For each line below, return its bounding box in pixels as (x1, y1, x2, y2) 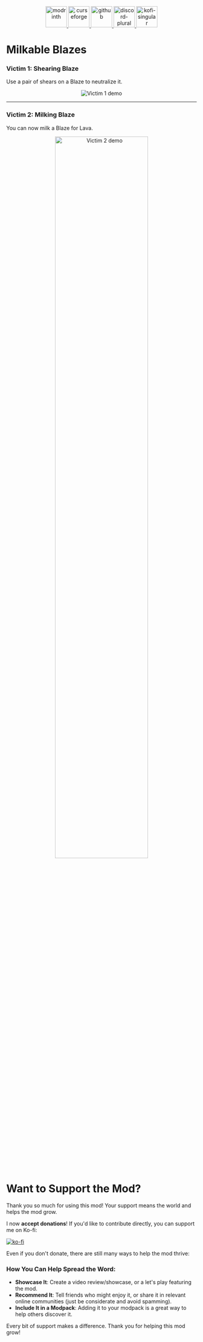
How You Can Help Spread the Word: (6, 1265, 116, 1273)
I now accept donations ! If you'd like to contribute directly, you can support (6, 1220, 195, 1227)
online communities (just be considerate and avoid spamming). (14, 1298, 172, 1305)
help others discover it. (14, 1311, 72, 1318)
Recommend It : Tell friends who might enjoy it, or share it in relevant (14, 1291, 186, 1298)
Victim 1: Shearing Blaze (6, 65, 79, 73)
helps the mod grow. (6, 1208, 57, 1215)
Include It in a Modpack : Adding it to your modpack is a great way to (14, 1305, 187, 1312)
